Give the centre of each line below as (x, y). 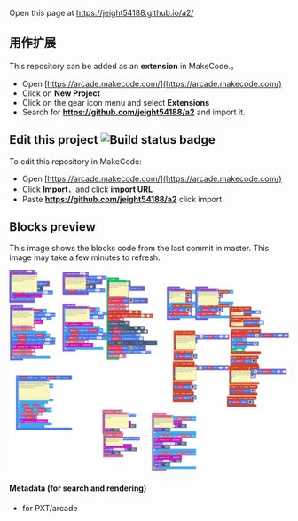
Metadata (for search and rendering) (78, 488)
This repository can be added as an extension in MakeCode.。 (124, 66)
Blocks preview (52, 227)
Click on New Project (61, 93)
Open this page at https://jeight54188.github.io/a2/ (102, 13)
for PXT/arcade (50, 508)
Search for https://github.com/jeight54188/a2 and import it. (133, 112)
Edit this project (54, 140)
